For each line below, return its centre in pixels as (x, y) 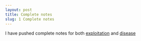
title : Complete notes (29, 14)
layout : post (19, 10)
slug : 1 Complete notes (30, 19)
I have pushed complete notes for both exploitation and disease (70, 33)
